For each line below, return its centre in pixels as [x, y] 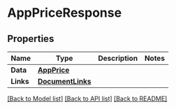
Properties [31, 39]
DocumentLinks [64, 81]
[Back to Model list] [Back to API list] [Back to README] [87, 99]
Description [118, 58]
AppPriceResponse [65, 13]
